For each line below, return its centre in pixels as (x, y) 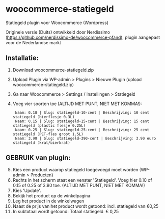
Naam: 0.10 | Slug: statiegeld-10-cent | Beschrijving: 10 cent (82, 112)
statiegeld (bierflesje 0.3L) (44, 117)
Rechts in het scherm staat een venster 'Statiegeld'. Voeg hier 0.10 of (82, 180)
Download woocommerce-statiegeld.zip (53, 70)
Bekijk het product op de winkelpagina (51, 195)
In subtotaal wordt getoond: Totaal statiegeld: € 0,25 (66, 211)
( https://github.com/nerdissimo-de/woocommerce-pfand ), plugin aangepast (83, 37)
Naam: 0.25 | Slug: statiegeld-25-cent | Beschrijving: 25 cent (82, 130)
